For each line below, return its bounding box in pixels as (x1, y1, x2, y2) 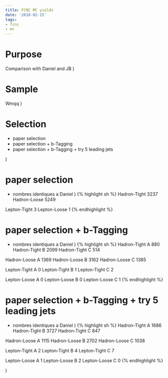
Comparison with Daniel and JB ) (5, 66, 75, 72)
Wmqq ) (5, 100, 22, 107)
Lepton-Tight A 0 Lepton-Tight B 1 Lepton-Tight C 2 (5, 266, 114, 272)
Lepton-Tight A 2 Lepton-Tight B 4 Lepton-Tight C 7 (5, 347, 115, 353)
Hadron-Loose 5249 (12, 196, 56, 202)
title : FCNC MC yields (5, 7, 54, 13)
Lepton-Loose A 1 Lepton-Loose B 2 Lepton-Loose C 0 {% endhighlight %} (5, 357, 163, 364)
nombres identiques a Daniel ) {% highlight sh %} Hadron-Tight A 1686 (12, 322, 162, 328)
